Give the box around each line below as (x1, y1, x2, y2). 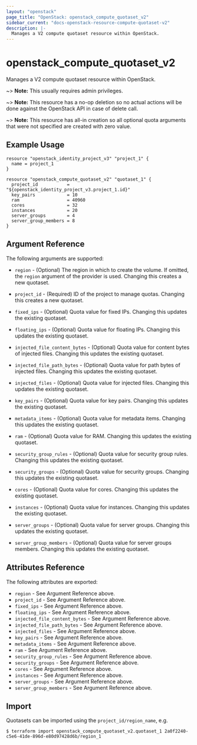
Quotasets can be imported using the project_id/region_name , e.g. (6, 717, 168, 724)
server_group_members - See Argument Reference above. (14, 684, 152, 691)
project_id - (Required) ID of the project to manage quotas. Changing (14, 290, 185, 297)
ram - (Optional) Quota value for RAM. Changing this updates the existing (14, 432, 192, 439)
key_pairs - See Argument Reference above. (14, 634, 123, 641)
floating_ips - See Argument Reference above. (14, 608, 131, 616)
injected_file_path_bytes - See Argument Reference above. (14, 621, 163, 628)
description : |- (6, 25, 46, 31)
